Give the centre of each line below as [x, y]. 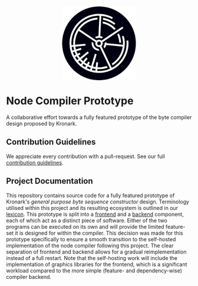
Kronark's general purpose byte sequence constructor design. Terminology [98, 202]
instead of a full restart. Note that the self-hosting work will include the [92, 258]
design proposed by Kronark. [42, 123]
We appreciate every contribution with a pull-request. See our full [85, 156]
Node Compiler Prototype [70, 101]
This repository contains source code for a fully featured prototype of [90, 195]
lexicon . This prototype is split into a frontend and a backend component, [95, 214]
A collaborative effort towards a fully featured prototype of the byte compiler [99, 117]
